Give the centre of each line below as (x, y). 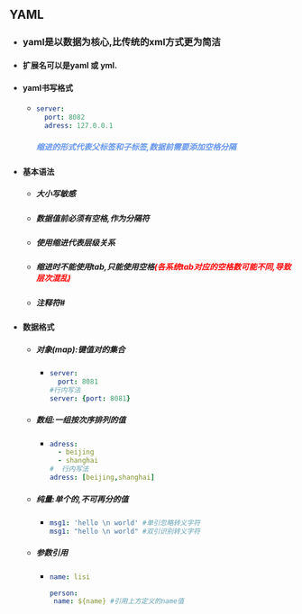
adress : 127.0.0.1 (78, 125)
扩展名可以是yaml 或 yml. (70, 65)
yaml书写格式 (48, 87)
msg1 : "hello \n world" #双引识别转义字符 (125, 531)
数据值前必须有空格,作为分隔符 (93, 218)
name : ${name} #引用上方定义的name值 (119, 601)
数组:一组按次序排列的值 (81, 420)
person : (64, 593)
